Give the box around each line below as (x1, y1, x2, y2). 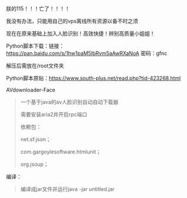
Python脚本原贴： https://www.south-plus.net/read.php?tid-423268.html (6, 75, 181, 81)
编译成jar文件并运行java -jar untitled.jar (20, 186, 115, 192)
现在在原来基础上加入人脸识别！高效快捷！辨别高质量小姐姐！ (6, 30, 155, 37)
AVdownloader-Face (6, 87, 56, 93)
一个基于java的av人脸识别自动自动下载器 (20, 98, 119, 105)
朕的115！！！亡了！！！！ (6, 5, 70, 12)
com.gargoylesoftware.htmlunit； (20, 148, 101, 155)
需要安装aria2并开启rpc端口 (20, 111, 87, 118)
